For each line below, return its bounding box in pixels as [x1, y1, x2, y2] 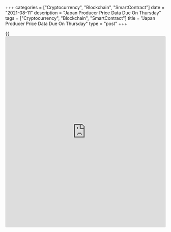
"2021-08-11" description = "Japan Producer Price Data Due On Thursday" [5, 10, 161, 16]
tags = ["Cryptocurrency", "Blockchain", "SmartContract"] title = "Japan [5, 15, 155, 21]
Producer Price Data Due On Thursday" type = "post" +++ [5, 20, 128, 27]
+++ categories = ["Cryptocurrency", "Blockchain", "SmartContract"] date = [5, 5, 165, 10]
